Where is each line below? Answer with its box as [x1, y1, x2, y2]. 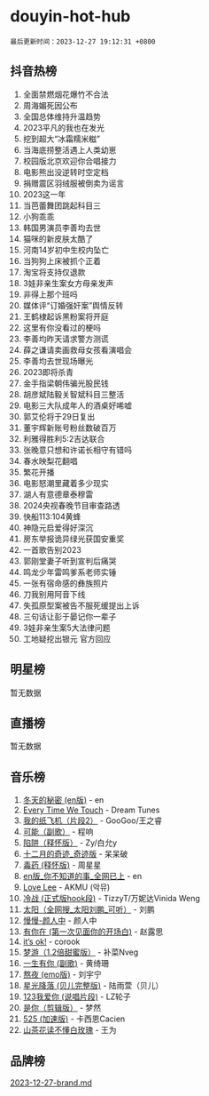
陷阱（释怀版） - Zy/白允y [22, 837, 118, 848]
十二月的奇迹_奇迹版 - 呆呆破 [22, 849, 128, 860]
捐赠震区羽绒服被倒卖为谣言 [22, 178, 125, 188]
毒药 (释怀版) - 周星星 [22, 860, 102, 870]
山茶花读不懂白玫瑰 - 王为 [22, 1025, 118, 1036]
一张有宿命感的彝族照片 [22, 578, 109, 588]
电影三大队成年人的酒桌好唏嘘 [22, 400, 132, 411]
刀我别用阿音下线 [22, 588, 86, 599]
